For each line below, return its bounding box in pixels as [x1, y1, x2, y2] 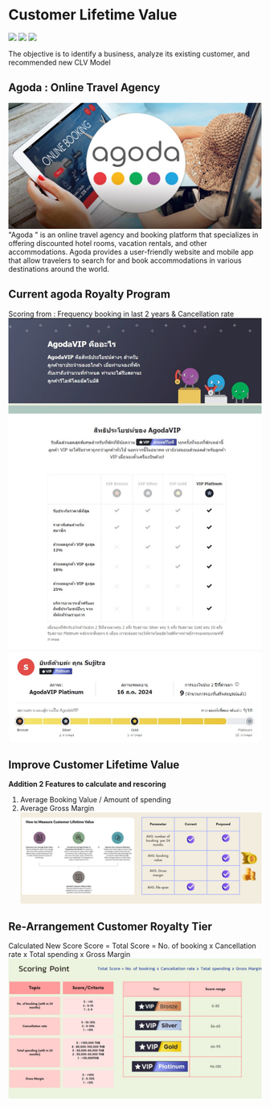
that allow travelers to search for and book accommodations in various [8, 256, 243, 265]
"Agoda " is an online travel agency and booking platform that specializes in [8, 230, 259, 239]
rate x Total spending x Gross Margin [8, 950, 131, 959]
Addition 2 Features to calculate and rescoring [8, 780, 166, 789]
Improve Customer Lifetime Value [8, 758, 180, 772]
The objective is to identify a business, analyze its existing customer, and [8, 48, 251, 58]
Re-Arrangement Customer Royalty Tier [8, 919, 213, 933]
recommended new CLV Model [8, 57, 111, 67]
